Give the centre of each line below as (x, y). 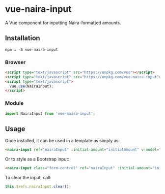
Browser (15, 62)
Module (14, 103)
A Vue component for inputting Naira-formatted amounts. (63, 23)
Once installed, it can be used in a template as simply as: (63, 141)
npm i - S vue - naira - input (31, 49)
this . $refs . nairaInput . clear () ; (38, 187)
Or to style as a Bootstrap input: (37, 159)
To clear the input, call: (28, 178)
